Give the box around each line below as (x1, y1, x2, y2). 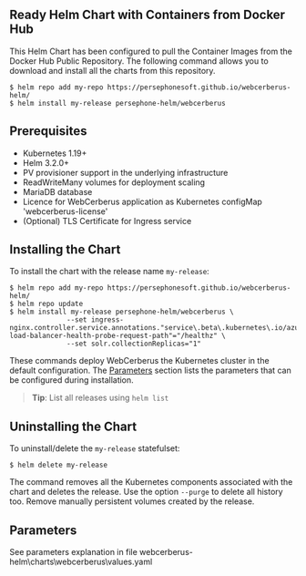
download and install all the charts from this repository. (9, 65, 216, 76)
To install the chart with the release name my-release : (9, 266, 209, 277)
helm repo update (17, 300, 84, 309)
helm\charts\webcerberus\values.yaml (9, 556, 153, 568)
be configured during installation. (9, 375, 134, 386)
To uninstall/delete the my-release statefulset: (9, 443, 180, 454)
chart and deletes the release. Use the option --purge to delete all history (9, 487, 284, 498)
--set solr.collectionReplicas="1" (66, 339, 202, 349)
